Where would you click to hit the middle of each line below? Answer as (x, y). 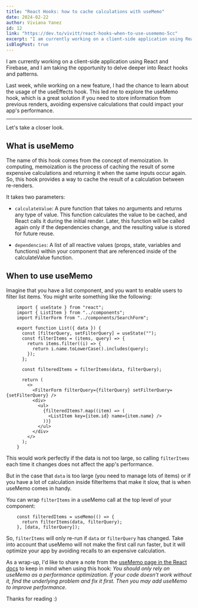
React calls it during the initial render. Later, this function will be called (99, 221)
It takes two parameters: (36, 197)
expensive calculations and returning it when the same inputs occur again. (96, 173)
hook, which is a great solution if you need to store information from (88, 97)
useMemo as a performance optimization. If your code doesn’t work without (99, 574)
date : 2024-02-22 (27, 17)
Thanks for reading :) (32, 599)
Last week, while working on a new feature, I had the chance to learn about (97, 85)
